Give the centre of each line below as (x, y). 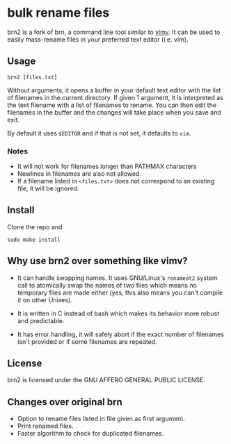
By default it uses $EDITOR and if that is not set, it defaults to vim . (99, 133)
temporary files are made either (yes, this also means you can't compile (120, 293)
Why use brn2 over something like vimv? (97, 261)
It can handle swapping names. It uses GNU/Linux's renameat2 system (117, 278)
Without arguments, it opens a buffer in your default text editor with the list (114, 90)
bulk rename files (58, 13)
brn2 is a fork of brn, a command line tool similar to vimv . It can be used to (114, 32)
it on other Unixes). (45, 299)
